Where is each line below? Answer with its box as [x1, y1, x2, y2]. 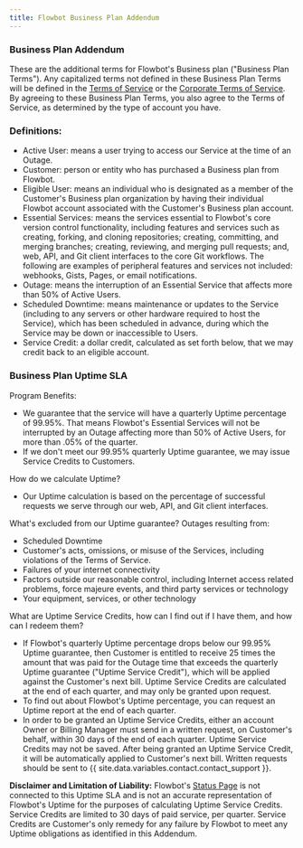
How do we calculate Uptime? [9, 473, 121, 484]
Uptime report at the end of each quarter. [22, 704, 176, 715]
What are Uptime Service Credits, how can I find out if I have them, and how [9, 610, 292, 621]
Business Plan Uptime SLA [9, 370, 128, 382]
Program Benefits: [9, 390, 77, 400]
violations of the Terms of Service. [22, 554, 151, 565]
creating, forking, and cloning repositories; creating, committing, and [22, 231, 279, 242]
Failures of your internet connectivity [22, 564, 160, 575]
